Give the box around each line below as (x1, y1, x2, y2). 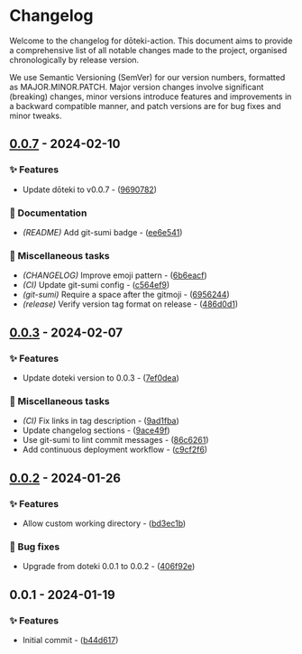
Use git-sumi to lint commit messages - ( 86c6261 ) (22, 435, 209, 446)
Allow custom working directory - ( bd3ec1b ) (22, 518, 187, 529)
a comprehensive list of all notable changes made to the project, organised (9, 44, 288, 55)
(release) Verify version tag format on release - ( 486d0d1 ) (22, 299, 239, 309)
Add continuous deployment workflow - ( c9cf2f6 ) (22, 444, 208, 456)
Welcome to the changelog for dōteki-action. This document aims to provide (9, 35, 293, 46)
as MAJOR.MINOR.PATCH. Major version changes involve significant (9, 81, 264, 92)
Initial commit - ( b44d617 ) (22, 634, 119, 645)
